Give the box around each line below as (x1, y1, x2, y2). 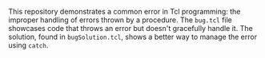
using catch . (8, 41, 49, 50)
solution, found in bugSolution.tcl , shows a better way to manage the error (8, 32, 258, 41)
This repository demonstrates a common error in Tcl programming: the (8, 7, 241, 16)
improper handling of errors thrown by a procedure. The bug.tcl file (8, 15, 232, 25)
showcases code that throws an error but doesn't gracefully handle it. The (8, 24, 254, 33)
